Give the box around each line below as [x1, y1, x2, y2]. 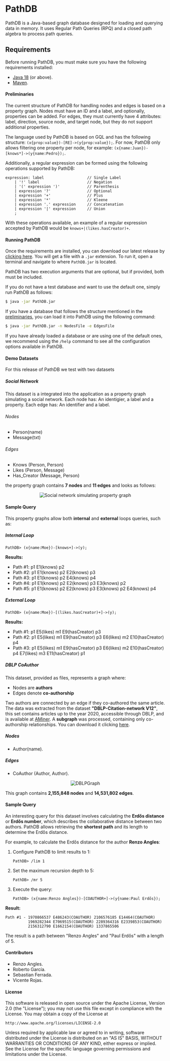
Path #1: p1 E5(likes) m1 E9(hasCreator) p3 [12, 629, 101, 635]
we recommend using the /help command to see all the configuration [5, 338, 151, 344]
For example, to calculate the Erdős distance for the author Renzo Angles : [5, 839, 160, 845]
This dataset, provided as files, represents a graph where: [5, 674, 126, 681]
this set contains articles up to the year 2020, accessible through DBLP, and [5, 710, 164, 716]
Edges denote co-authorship [12, 690, 75, 696]
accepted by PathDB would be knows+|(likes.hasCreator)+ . [5, 225, 130, 231]
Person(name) [12, 429, 43, 435]
